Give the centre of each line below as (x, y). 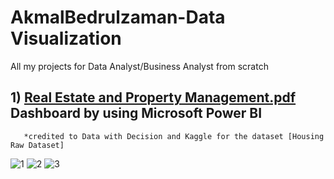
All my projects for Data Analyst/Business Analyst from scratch (139, 66)
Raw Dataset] (37, 145)
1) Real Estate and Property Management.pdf (153, 97)
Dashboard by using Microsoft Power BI (136, 113)
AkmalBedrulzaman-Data (118, 17)
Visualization (66, 38)
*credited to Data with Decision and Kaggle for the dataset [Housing (174, 136)
